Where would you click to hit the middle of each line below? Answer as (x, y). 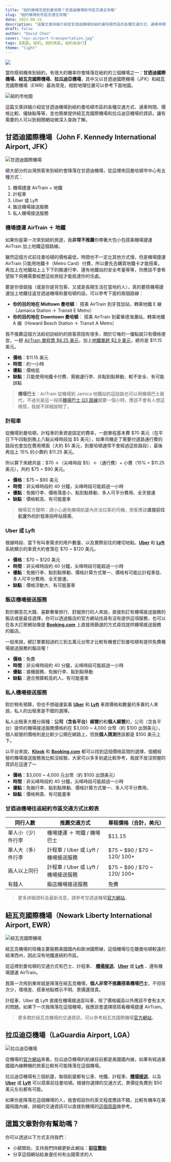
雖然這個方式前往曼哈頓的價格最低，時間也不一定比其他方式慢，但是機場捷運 (85, 257)
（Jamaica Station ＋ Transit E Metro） (53, 310)
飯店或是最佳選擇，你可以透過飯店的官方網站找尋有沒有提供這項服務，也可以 (85, 618)
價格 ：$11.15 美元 (30, 357)
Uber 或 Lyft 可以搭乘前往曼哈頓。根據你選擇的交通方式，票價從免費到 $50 (84, 1083)
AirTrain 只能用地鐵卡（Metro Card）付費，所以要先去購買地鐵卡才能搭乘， (84, 263)
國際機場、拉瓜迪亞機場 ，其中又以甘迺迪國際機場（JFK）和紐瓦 (98, 79)
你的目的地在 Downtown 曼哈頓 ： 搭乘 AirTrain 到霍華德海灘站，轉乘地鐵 (89, 316)
